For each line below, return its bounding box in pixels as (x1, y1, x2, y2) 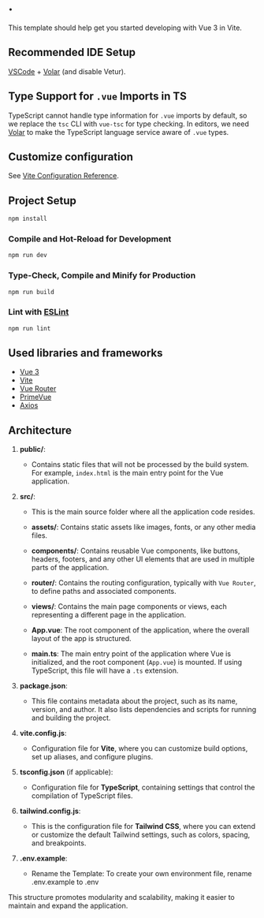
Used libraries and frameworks (8, 346, 163, 360)
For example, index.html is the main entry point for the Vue (31, 468, 224, 478)
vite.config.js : (19, 729, 67, 738)
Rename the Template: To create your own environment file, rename (31, 869, 252, 879)
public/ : (19, 445, 46, 454)
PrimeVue (19, 392, 52, 402)
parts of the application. (31, 563, 110, 573)
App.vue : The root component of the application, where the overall (31, 625, 250, 635)
